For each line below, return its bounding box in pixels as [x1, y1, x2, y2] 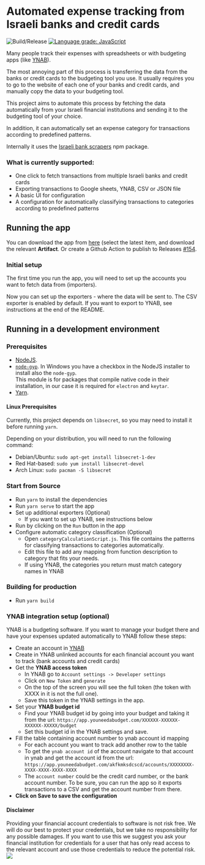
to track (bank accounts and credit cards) [15, 657, 121, 665]
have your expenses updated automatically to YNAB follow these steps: [6, 632, 187, 640]
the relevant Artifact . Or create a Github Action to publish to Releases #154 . [6, 246, 197, 253]
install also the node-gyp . [15, 370, 77, 377]
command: [6, 441, 34, 449]
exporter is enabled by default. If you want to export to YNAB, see [6, 300, 173, 307]
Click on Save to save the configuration [15, 792, 117, 799]
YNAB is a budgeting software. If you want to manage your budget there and [6, 626, 199, 634]
